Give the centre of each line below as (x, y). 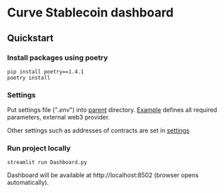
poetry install (29, 78)
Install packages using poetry (58, 58)
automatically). (28, 183)
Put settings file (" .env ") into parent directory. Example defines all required (112, 110)
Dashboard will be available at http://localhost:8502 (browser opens (103, 175)
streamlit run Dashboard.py (47, 163)
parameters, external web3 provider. (59, 117)
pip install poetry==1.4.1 (46, 71)
